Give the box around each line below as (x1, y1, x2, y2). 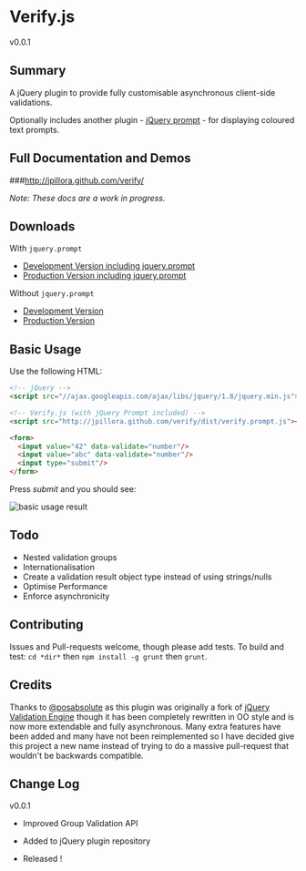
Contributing (9, 617, 84, 632)
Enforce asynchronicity (22, 590, 110, 601)
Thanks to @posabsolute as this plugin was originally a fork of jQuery (9, 702, 270, 712)
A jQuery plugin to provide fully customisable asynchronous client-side (9, 87, 276, 97)
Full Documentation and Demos (9, 150, 191, 166)
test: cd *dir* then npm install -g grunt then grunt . (9, 651, 208, 661)
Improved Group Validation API (22, 818, 138, 829)
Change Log (9, 776, 80, 792)
